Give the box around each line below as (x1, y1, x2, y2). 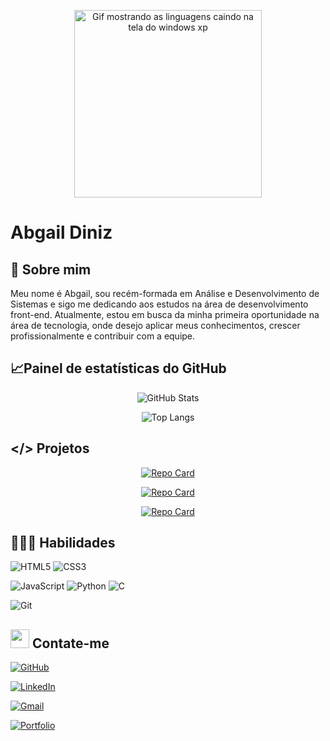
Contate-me (31, 635, 110, 652)
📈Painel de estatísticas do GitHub (10, 360, 227, 377)
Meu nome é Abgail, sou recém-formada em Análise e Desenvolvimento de (10, 288, 320, 299)
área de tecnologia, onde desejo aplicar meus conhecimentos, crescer (10, 320, 301, 331)
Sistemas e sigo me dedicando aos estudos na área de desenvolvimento (10, 298, 309, 310)
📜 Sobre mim (10, 261, 92, 278)
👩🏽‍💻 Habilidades (10, 535, 116, 552)
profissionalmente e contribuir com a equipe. (10, 330, 196, 342)
